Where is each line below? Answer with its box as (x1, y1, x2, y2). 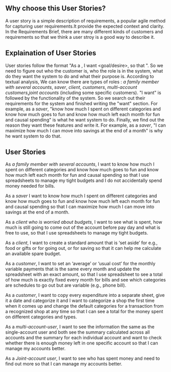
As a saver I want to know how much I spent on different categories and (5, 193, 157, 199)
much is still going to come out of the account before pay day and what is (5, 224, 161, 230)
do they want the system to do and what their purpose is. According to (5, 73, 155, 79)
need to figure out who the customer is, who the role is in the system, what (5, 67, 163, 74)
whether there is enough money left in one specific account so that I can (5, 340, 158, 346)
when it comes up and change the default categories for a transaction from (5, 303, 164, 309)
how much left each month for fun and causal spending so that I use (5, 172, 149, 178)
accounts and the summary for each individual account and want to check (5, 335, 162, 341)
